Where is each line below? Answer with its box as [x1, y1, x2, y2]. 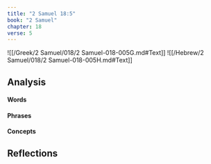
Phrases [7, 111, 32, 120]
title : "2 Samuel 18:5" [7, 10, 76, 17]
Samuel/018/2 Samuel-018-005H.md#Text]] [7, 56, 133, 65]
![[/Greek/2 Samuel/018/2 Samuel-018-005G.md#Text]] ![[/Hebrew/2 [7, 49, 204, 57]
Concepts [7, 127, 36, 136]
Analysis [7, 76, 47, 88]
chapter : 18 [7, 23, 42, 30]
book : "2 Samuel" [7, 17, 58, 24]
